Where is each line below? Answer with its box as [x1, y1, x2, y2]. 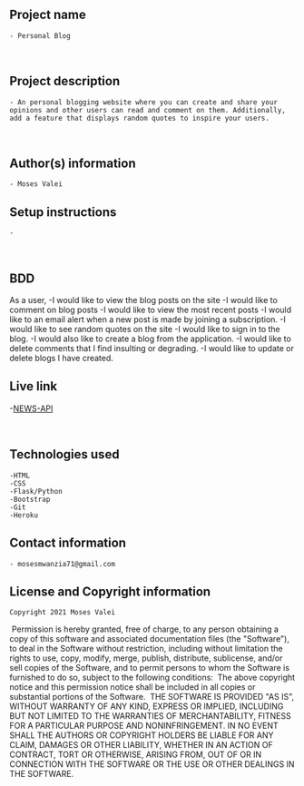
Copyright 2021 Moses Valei [9, 608, 116, 617]
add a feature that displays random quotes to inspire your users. [9, 113, 270, 123]
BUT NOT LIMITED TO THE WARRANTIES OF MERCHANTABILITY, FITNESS [9, 711, 292, 722]
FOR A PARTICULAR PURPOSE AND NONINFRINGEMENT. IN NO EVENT [9, 721, 279, 732]
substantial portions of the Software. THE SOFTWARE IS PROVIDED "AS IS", [9, 692, 295, 702]
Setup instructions [9, 204, 117, 220]
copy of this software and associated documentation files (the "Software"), [9, 634, 290, 644]
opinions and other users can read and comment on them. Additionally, [9, 105, 286, 114]
